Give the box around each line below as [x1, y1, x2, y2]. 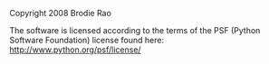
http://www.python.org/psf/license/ [9, 44, 142, 55]
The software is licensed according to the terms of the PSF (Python [9, 25, 261, 35]
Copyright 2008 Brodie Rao [9, 8, 111, 18]
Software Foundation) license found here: [9, 35, 165, 45]
